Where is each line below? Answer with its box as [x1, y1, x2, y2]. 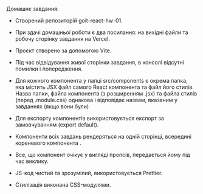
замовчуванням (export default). [15, 121, 99, 128]
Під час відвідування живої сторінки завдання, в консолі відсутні [15, 59, 184, 66]
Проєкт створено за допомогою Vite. [15, 47, 112, 54]
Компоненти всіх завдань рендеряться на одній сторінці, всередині [15, 133, 191, 140]
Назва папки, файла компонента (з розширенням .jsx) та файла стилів [15, 90, 198, 97]
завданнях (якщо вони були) [15, 103, 89, 110]
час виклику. [15, 158, 49, 165]
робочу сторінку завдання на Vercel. [15, 35, 111, 42]
